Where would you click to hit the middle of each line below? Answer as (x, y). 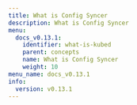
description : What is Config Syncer (68, 23)
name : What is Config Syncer (70, 60)
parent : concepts (51, 52)
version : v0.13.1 (44, 89)
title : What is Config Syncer (58, 15)
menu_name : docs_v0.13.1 (49, 74)
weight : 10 (40, 67)
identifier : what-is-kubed (67, 45)
